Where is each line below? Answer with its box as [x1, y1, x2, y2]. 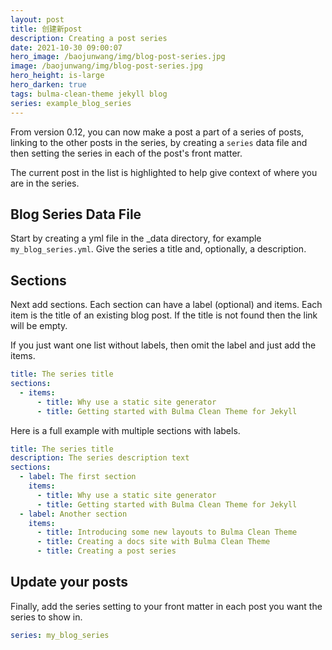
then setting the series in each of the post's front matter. [10, 147, 243, 159]
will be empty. [10, 320, 68, 332]
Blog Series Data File [10, 206, 142, 223]
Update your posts [10, 574, 128, 591]
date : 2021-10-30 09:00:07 [10, 42, 123, 53]
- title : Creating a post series [36, 546, 177, 556]
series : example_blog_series [10, 98, 132, 108]
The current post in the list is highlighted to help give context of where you [10, 166, 318, 178]
